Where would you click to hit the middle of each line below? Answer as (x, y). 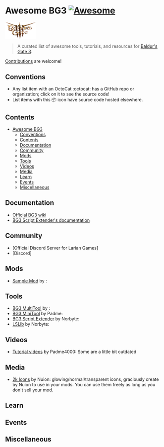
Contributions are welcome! (33, 61)
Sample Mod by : (29, 280)
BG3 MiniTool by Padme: (37, 314)
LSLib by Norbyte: (31, 324)
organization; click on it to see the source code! (61, 94)
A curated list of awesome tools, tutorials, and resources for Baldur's (87, 46)
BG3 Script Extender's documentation (51, 220)
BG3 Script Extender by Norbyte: (46, 319)
